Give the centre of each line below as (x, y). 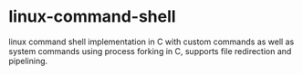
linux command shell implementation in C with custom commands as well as (151, 42)
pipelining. (28, 61)
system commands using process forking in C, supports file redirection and (150, 51)
